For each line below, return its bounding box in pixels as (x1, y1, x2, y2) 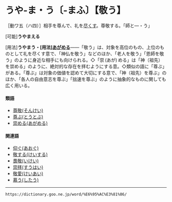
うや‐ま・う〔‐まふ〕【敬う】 (5, 5, 126, 16)
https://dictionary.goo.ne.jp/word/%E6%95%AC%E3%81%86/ (5, 192, 127, 197)
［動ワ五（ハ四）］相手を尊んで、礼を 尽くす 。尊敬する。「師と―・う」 (5, 22, 153, 29)
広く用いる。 (5, 82, 32, 88)
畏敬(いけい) (12, 158, 39, 164)
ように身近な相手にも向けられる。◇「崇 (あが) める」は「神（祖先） (18, 57, 163, 63)
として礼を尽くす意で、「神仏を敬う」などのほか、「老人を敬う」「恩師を (9, 50, 160, 57)
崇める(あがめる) (12, 120, 48, 127)
